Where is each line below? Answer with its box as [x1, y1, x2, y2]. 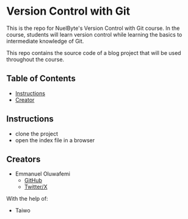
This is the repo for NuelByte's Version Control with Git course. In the [6, 24, 180, 32]
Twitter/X [24, 183, 48, 190]
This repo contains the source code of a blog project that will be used [6, 49, 181, 56]
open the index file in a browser [15, 136, 95, 144]
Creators [6, 154, 41, 164]
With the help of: [6, 195, 48, 203]
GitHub [24, 177, 43, 184]
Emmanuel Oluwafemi [15, 170, 70, 178]
